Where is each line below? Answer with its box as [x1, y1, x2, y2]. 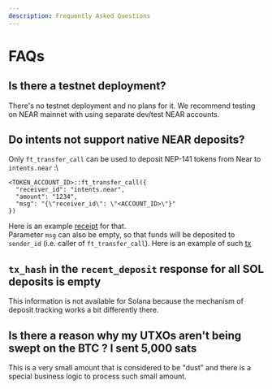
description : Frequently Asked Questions [8, 11, 151, 20]
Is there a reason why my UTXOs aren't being [8, 328, 242, 342]
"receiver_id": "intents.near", [15, 186, 126, 194]
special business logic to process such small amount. [8, 371, 187, 382]
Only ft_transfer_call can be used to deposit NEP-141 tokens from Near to [8, 154, 261, 164]
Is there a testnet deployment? [8, 79, 166, 93]
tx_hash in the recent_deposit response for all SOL [8, 261, 265, 276]
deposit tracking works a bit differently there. [8, 305, 160, 315]
